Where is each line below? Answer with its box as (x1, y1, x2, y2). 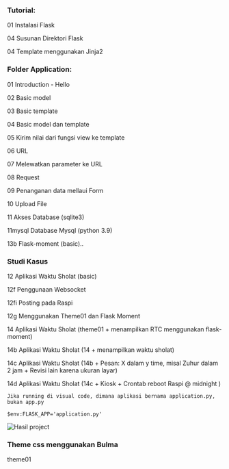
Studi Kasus (7, 256, 49, 266)
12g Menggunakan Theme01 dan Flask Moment (7, 312, 141, 320)
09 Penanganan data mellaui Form (7, 186, 104, 194)
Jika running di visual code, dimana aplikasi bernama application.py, (7, 392, 215, 399)
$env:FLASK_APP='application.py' (7, 410, 103, 418)
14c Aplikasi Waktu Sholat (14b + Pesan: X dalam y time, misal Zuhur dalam (7, 359, 219, 367)
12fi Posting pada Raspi (7, 299, 73, 307)
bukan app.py (7, 398, 44, 405)
